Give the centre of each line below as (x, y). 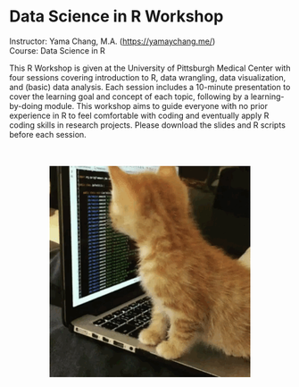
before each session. (48, 134)
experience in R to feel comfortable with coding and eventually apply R (139, 115)
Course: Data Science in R (57, 50)
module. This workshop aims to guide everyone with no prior (156, 105)
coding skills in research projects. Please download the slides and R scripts (147, 125)
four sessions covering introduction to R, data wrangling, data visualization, (148, 77)
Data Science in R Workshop (116, 17)
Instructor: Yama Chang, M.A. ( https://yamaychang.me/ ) (112, 41)
